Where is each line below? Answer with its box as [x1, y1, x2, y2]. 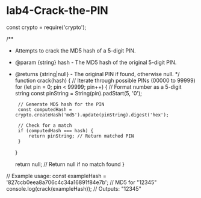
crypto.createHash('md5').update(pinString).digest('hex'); [14, 112, 169, 118]
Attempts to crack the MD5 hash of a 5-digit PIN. [14, 46, 136, 54]
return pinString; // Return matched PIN [28, 133, 134, 139]
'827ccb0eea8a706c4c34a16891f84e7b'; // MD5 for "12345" [6, 179, 157, 186]
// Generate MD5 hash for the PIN [17, 101, 105, 107]
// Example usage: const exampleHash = [6, 172, 107, 179]
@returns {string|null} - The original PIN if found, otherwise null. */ [14, 70, 180, 77]
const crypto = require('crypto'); [6, 24, 87, 31]
